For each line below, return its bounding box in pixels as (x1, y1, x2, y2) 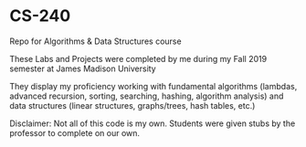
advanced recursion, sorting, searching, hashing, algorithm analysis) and (9, 90, 284, 101)
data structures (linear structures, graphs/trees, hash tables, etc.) (9, 100, 256, 110)
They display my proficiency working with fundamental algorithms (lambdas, (9, 80, 298, 91)
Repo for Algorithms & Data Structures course (9, 36, 182, 47)
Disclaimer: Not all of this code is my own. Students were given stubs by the (9, 118, 296, 129)
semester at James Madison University (9, 63, 157, 74)
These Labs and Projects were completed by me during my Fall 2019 (9, 53, 268, 64)
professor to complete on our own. (9, 127, 140, 138)
